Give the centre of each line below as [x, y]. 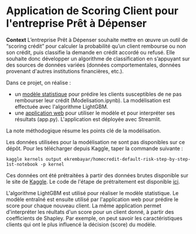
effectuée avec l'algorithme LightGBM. [61, 106]
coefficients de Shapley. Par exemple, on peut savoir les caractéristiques [94, 218]
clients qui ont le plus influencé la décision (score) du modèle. [81, 224]
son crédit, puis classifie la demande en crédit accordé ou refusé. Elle [91, 52]
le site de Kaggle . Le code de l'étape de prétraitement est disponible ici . [93, 181]
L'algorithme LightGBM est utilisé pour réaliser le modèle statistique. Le [92, 193]
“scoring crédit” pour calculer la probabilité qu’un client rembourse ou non [96, 46]
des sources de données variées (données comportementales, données [93, 65]
